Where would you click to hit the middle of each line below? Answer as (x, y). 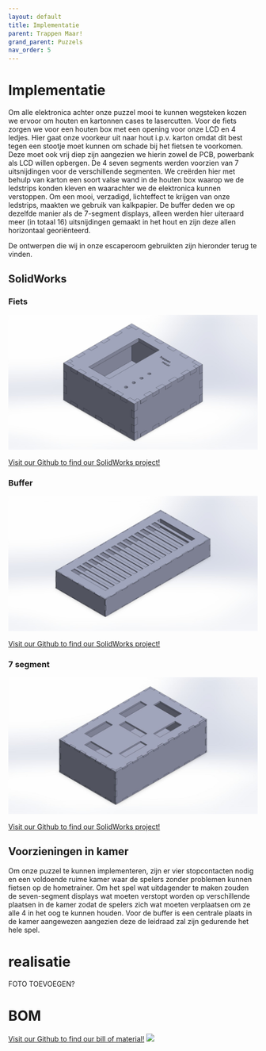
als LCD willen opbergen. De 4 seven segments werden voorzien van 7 (123, 163)
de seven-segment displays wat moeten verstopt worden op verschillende (129, 896)
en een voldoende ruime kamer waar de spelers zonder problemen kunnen (130, 879)
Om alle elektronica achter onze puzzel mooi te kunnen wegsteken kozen (127, 113)
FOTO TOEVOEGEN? (42, 984)
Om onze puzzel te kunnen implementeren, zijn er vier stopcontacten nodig (131, 871)
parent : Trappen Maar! (46, 33)
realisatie (40, 962)
